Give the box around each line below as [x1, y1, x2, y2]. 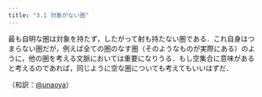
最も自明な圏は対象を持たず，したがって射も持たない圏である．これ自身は [8, 34, 249, 43]
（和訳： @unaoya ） [8, 80, 73, 89]
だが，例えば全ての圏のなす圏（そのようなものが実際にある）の [42, 44, 249, 53]
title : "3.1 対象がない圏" [8, 11, 89, 20]
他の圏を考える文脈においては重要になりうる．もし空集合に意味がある [28, 53, 255, 63]
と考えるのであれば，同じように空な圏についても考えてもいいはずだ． [8, 63, 234, 73]
